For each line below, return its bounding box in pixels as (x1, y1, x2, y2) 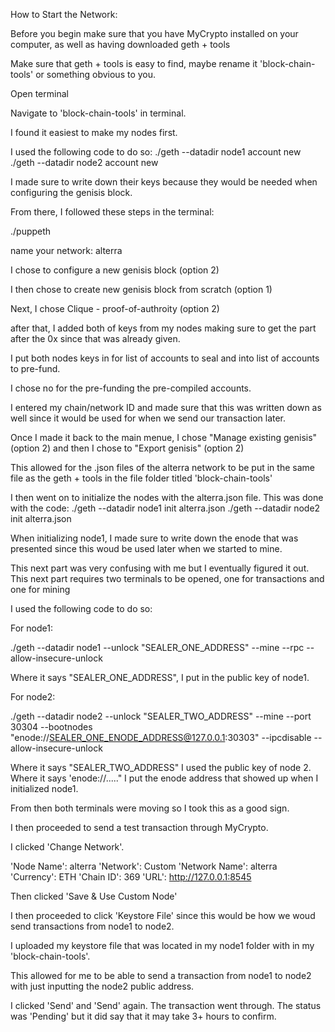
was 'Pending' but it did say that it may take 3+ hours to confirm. (10, 1010, 277, 1022)
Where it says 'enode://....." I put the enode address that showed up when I (10, 772, 319, 784)
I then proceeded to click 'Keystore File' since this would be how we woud (10, 910, 316, 921)
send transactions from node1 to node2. (10, 920, 175, 932)
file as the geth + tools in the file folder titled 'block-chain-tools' (10, 472, 273, 484)
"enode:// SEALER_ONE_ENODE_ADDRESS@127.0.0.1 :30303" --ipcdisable (10, 732, 312, 743)
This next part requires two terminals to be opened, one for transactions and (10, 573, 325, 584)
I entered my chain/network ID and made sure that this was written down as (10, 402, 322, 413)
